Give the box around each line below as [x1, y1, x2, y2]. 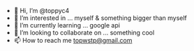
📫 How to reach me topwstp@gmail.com [13, 37, 133, 44]
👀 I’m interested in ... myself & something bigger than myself [13, 14, 187, 22]
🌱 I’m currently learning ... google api [13, 21, 121, 29]
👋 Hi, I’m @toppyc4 [13, 7, 70, 14]
